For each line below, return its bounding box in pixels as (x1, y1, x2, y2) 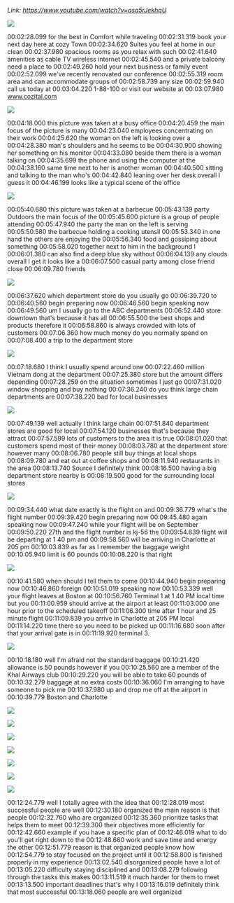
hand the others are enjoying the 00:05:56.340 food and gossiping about (7, 235, 217, 243)
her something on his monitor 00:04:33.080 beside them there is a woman (7, 149, 221, 157)
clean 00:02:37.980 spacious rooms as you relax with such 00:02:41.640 (7, 48, 217, 55)
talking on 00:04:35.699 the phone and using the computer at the (7, 156, 196, 164)
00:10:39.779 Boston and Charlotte (7, 693, 108, 701)
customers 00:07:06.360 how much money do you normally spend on (7, 329, 208, 337)
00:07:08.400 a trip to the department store (7, 336, 133, 344)
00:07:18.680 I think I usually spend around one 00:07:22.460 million (7, 363, 205, 371)
